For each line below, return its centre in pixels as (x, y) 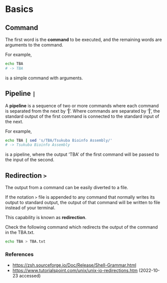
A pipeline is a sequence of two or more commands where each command (82, 105)
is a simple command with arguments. (44, 78)
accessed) (30, 276)
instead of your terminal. (30, 208)
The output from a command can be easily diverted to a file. (67, 188)
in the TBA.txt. (20, 233)
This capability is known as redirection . (46, 218)
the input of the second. (30, 160)
